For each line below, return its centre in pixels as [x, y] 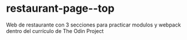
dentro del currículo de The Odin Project [55, 31]
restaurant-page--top [60, 9]
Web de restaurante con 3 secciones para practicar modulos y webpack [93, 25]
